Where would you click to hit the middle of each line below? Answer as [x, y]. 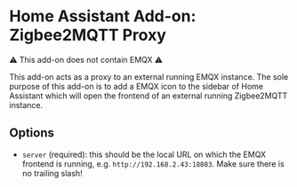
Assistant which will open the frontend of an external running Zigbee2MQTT [148, 96]
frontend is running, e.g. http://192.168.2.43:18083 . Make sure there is [153, 164]
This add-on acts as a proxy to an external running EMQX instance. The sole [149, 76]
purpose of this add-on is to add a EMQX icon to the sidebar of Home [136, 86]
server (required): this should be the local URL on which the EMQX [144, 154]
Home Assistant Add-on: [103, 16]
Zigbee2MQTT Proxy [88, 35]
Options [32, 133]
